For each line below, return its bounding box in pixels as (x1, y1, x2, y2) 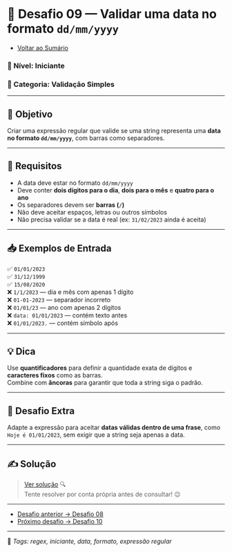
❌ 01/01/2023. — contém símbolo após (7, 319, 119, 327)
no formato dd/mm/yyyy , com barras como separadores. (7, 134, 165, 142)
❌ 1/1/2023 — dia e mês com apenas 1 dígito (7, 288, 134, 296)
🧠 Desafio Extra (7, 405, 75, 417)
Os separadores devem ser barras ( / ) (17, 200, 125, 209)
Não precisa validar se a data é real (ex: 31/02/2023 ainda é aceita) (17, 215, 206, 224)
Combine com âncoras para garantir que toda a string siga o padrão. (7, 379, 204, 387)
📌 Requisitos (7, 160, 62, 172)
